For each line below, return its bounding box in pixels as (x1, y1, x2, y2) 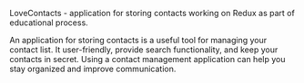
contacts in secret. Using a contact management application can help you (9, 54, 286, 64)
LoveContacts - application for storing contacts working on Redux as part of (9, 8, 296, 18)
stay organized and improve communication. (9, 63, 177, 74)
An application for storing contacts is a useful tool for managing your (9, 35, 267, 45)
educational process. (9, 17, 88, 28)
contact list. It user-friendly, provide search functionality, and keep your (9, 44, 279, 55)
